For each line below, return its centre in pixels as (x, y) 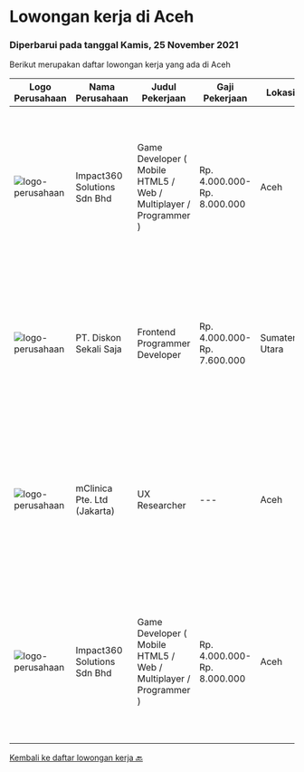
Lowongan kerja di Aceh (102, 17)
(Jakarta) (95, 511)
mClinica (94, 488)
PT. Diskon (99, 338)
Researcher (162, 506)
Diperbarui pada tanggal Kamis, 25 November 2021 (124, 45)
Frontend (157, 333)
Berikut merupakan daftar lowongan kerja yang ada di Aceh (120, 64)
